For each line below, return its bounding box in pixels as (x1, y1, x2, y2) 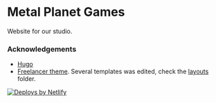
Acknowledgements (7, 44, 77, 54)
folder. (17, 75, 36, 83)
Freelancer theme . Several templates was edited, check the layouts (17, 67, 209, 76)
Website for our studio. (7, 27, 73, 35)
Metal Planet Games (7, 4, 125, 20)
